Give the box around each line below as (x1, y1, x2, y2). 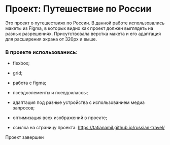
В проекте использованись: (5, 49, 78, 56)
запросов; (12, 105, 35, 111)
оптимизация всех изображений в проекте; (12, 115, 108, 121)
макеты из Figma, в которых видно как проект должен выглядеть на (5, 25, 154, 31)
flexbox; (12, 60, 30, 66)
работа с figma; (12, 80, 47, 86)
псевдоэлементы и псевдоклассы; (12, 90, 88, 96)
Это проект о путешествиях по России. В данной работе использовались (5, 20, 165, 26)
